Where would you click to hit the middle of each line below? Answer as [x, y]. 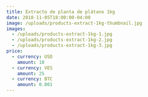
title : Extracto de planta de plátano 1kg [61, 12]
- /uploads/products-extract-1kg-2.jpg [62, 40]
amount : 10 [31, 62]
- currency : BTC [32, 79]
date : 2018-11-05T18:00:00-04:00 [49, 17]
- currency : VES [32, 68]
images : [16, 29]
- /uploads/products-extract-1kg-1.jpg [62, 34]
